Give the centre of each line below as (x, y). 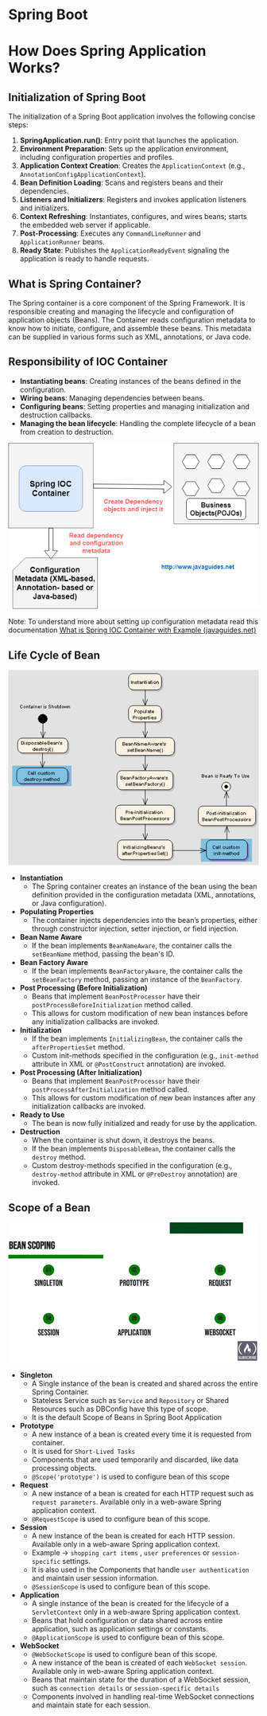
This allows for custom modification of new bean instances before (140, 1014)
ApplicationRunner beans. (62, 242)
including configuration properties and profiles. (97, 158)
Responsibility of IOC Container (88, 362)
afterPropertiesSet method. (78, 1047)
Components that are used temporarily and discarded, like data (135, 1460)
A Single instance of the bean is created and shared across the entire (145, 1383)
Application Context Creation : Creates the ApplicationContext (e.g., (132, 166)
